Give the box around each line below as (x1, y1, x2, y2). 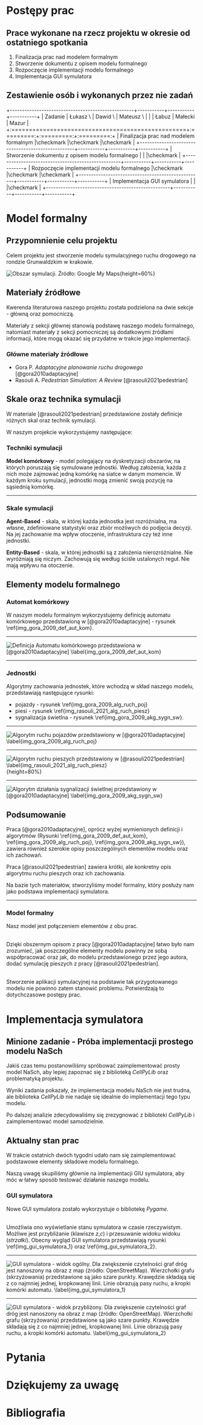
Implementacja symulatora (6, 1012, 144, 1026)
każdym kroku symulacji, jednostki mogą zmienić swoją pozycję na (6, 477, 173, 484)
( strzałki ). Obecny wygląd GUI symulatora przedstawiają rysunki (6, 1236, 166, 1244)
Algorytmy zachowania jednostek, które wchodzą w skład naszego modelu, (6, 683, 195, 690)
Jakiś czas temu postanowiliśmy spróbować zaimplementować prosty (6, 1062, 180, 1069)
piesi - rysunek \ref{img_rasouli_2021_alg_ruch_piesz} (14, 708, 150, 715)
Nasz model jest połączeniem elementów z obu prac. (6, 922, 138, 930)
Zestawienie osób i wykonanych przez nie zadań (6, 90, 193, 101)
